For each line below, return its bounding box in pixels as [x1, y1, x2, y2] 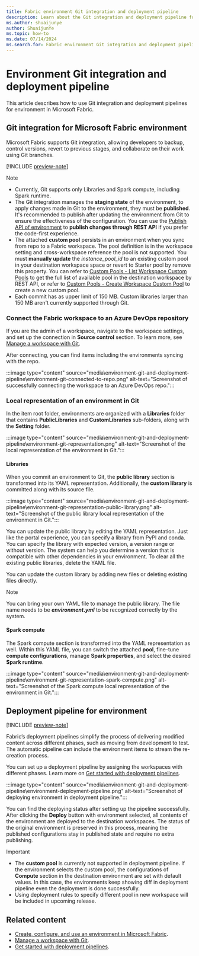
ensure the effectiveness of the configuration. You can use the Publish [14, 217, 187, 224]
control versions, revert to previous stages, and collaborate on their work [6, 145, 184, 152]
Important [6, 848, 30, 855]
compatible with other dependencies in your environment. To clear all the [6, 553, 185, 560]
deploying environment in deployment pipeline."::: [6, 794, 127, 801]
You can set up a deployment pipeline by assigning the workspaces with [6, 763, 182, 770]
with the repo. [6, 357, 40, 365]
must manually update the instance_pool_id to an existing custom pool [14, 255, 188, 262]
